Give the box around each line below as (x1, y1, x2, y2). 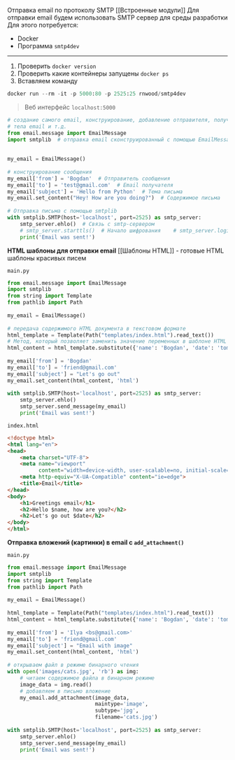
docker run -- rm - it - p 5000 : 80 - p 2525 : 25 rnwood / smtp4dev (7, 90, 187, 97)
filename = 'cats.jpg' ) (94, 714, 158, 721)
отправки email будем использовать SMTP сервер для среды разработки (7, 13, 228, 22)
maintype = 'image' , (94, 701, 149, 708)
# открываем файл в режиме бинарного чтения (7, 661, 139, 669)
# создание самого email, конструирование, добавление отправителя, (7, 116, 211, 123)
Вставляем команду (17, 77, 78, 85)
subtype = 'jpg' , (94, 707, 139, 715)
